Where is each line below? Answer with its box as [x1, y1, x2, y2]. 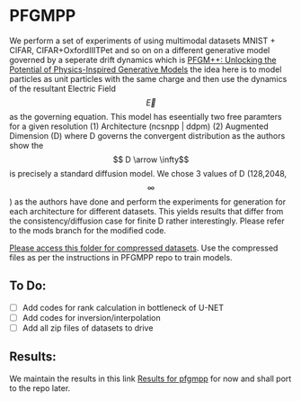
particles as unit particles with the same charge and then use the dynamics [9, 73, 288, 84]
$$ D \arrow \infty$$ [112, 154, 190, 165]
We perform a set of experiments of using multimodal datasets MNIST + [9, 35, 276, 46]
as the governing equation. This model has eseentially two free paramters [9, 111, 282, 122]
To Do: [9, 278, 47, 294]
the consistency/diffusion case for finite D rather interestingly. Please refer [9, 215, 285, 226]
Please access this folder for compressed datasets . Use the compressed [9, 242, 279, 253]
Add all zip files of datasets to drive [22, 322, 154, 333]
